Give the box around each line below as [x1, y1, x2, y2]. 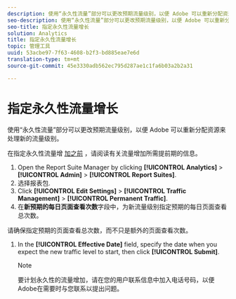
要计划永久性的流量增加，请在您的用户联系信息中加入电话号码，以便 [17, 275, 215, 284]
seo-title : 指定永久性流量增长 [7, 23, 89, 30]
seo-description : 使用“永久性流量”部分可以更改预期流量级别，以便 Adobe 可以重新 [7, 17, 225, 24]
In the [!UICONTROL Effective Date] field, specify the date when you [17, 239, 218, 249]
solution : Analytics [7, 29, 68, 37]
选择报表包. [17, 179, 51, 187]
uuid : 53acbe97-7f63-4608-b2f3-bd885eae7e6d [7, 50, 140, 57]
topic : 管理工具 [7, 43, 51, 50]
